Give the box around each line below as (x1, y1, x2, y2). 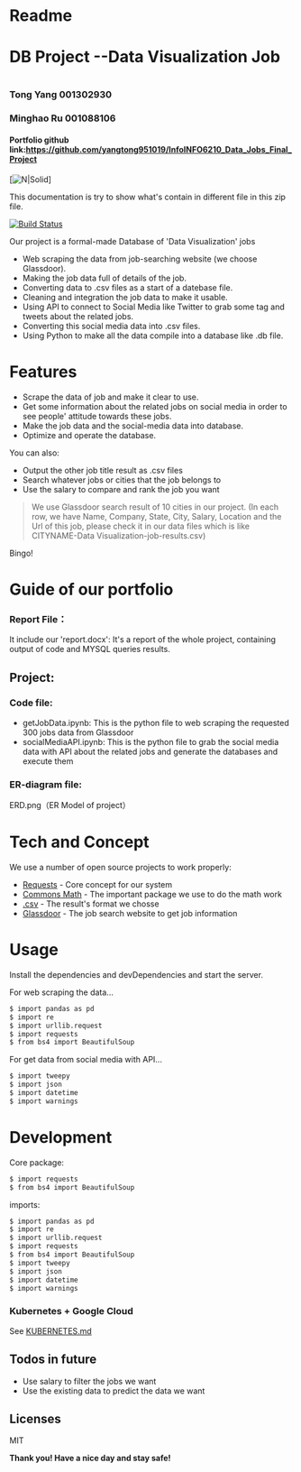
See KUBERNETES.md (9, 1325, 92, 1336)
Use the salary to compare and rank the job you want (22, 483, 220, 494)
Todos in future (9, 1352, 97, 1367)
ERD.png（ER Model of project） (9, 800, 131, 811)
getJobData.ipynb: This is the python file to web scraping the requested (22, 717, 290, 728)
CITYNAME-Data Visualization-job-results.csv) (31, 529, 206, 541)
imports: (9, 1199, 41, 1210)
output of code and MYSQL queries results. (9, 644, 171, 655)
